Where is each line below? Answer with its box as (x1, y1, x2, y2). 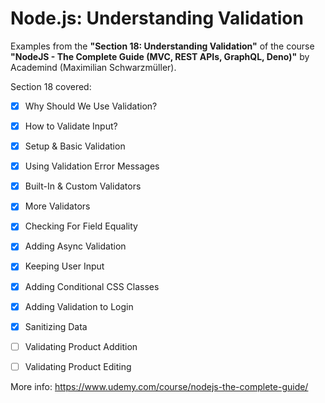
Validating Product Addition (24, 340, 138, 352)
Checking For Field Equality (24, 220, 138, 232)
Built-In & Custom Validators (24, 180, 142, 192)
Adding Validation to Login (24, 300, 134, 312)
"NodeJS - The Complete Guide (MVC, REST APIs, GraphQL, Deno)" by (10, 50, 310, 62)
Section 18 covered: (10, 80, 92, 92)
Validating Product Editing (24, 360, 132, 372)
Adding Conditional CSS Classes (24, 280, 160, 292)
